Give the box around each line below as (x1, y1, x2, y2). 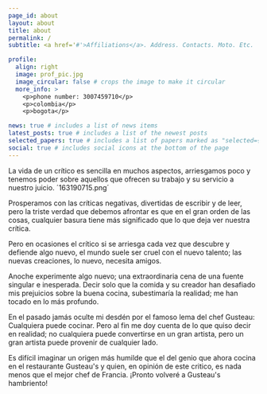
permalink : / (8, 33, 52, 42)
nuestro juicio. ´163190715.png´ (8, 182, 110, 192)
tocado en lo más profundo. (8, 296, 99, 306)
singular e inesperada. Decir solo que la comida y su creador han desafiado (8, 279, 256, 289)
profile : (8, 56, 37, 64)
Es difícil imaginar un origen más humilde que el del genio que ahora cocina (8, 353, 256, 362)
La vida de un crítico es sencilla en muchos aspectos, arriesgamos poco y (8, 166, 251, 175)
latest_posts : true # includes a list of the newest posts (8, 129, 208, 138)
